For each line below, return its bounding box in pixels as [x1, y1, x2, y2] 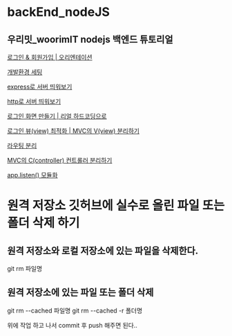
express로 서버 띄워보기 [7, 82, 72, 91]
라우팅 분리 [7, 141, 37, 150]
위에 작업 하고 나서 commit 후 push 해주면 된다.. [7, 321, 138, 329]
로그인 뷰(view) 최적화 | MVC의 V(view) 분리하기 [7, 127, 140, 135]
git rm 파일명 [7, 265, 43, 272]
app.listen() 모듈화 [7, 171, 58, 179]
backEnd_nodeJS [7, 4, 110, 20]
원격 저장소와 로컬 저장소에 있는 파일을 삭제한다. [7, 245, 199, 256]
